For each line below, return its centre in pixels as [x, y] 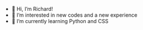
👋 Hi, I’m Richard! [32, 9]
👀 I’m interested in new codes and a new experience [74, 15]
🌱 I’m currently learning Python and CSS [60, 21]
